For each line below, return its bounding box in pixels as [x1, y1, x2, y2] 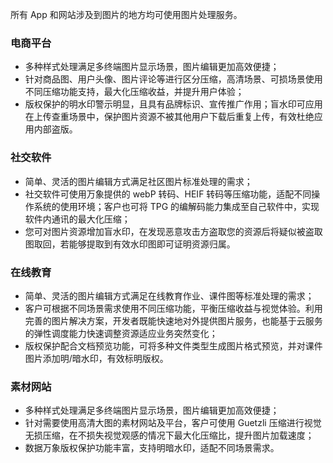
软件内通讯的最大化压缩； [24, 213, 131, 225]
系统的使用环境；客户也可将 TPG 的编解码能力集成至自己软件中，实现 [33, 200, 320, 212]
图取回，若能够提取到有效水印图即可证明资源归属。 [24, 238, 236, 250]
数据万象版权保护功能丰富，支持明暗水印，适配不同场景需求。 [24, 442, 280, 454]
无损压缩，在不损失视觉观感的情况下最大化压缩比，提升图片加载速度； [24, 429, 315, 442]
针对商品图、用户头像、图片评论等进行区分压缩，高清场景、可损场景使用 [24, 73, 323, 85]
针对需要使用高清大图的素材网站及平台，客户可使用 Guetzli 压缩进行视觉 [24, 417, 322, 429]
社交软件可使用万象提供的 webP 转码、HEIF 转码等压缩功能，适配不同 [24, 188, 312, 200]
